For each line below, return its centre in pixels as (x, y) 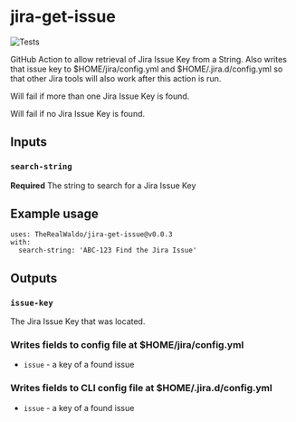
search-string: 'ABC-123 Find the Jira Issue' (108, 251)
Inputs (29, 142)
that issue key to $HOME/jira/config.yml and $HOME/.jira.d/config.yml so (147, 69)
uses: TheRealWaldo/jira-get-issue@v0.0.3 (91, 235)
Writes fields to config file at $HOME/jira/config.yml (127, 345)
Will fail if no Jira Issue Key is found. (78, 113)
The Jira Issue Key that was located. (78, 321)
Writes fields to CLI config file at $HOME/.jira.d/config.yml (141, 388)
